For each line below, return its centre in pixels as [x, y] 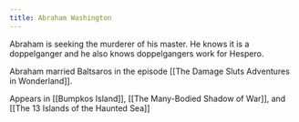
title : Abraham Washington [61, 18]
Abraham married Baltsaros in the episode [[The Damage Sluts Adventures [149, 71]
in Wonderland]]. [41, 81]
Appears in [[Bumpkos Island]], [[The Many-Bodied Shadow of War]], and [148, 98]
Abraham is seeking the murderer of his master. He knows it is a [129, 44]
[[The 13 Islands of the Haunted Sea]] [80, 108]
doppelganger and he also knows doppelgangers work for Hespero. [137, 53]
